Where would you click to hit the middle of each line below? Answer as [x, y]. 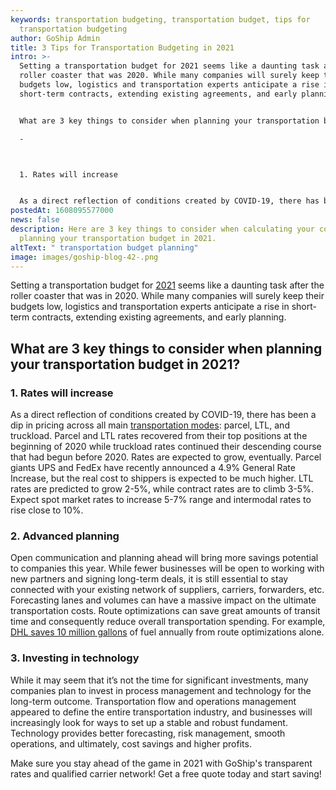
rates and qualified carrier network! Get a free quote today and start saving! [166, 773]
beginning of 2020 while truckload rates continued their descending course [166, 447]
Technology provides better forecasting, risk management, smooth [148, 733]
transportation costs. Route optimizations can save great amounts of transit [165, 611]
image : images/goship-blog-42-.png [84, 257]
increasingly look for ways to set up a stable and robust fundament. [149, 722]
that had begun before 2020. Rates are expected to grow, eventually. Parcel [166, 457]
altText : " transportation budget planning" [104, 247]
